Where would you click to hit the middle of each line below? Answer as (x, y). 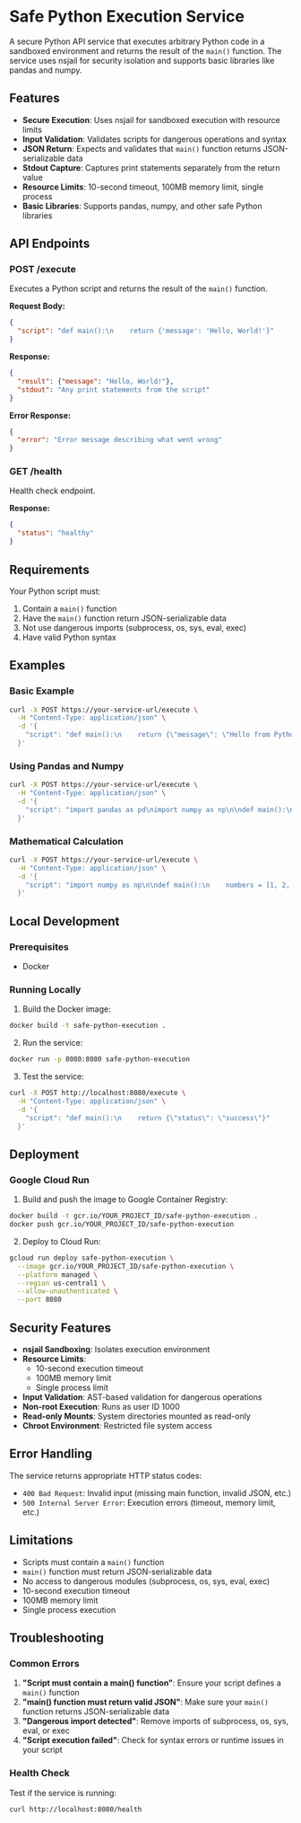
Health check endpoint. (52, 491)
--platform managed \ (58, 1274)
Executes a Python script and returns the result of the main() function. (139, 288)
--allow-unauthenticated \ (68, 1291)
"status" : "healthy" (56, 533)
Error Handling (51, 1454)
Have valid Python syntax (69, 637)
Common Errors (44, 1663)
